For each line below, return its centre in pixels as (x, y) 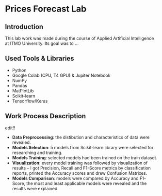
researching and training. (37, 153)
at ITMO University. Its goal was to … (42, 43)
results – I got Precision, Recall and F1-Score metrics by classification (81, 168)
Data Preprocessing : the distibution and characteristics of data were (81, 137)
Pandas (20, 85)
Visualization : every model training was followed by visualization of (80, 163)
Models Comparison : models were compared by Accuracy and (75, 178)
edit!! (10, 128)
